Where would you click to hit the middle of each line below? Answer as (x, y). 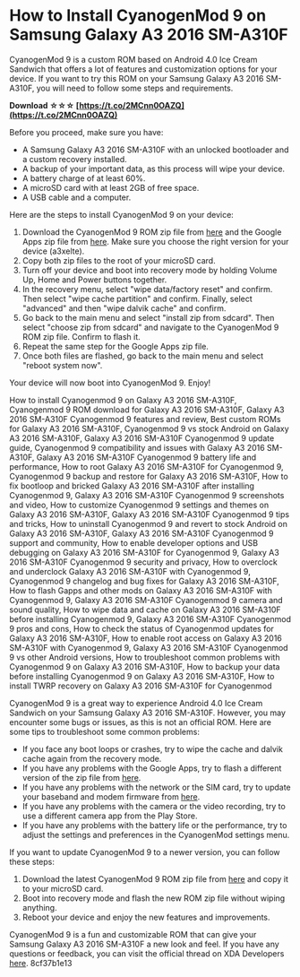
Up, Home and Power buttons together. (94, 280)
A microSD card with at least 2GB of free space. (111, 187)
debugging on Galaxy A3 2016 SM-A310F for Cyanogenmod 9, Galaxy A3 (144, 552)
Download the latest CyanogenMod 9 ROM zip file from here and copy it (155, 878)
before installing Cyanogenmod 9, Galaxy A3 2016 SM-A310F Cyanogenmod (150, 618)
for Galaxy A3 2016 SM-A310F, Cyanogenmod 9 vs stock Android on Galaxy (149, 428)
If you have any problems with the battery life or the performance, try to (154, 825)
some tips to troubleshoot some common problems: (104, 731)
